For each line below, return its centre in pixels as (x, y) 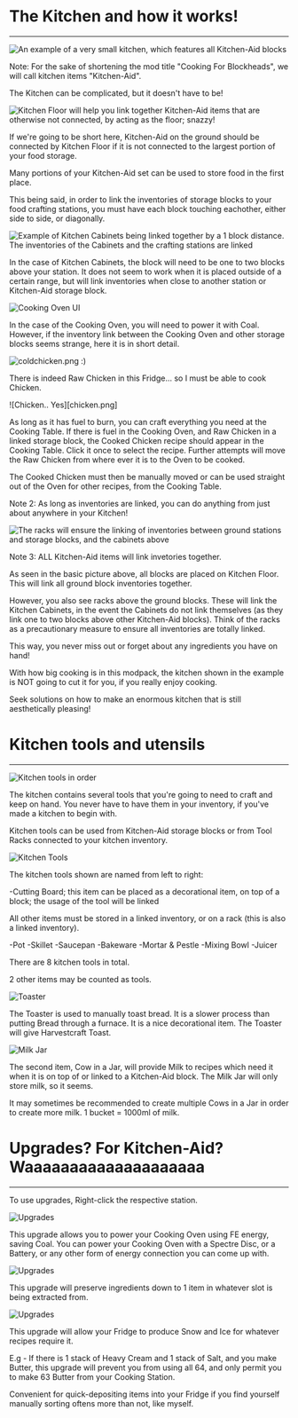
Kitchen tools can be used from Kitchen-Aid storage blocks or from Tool (141, 831)
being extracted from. (49, 1296)
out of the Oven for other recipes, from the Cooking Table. (115, 486)
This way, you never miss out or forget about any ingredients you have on (143, 646)
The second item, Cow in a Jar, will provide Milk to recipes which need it (141, 1067)
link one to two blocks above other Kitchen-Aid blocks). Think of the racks (145, 619)
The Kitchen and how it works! (124, 16)
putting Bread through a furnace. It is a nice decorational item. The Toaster (145, 1023)
